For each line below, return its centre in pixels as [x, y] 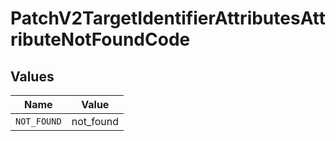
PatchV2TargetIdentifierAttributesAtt [168, 18]
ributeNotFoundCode [100, 39]
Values [32, 76]
